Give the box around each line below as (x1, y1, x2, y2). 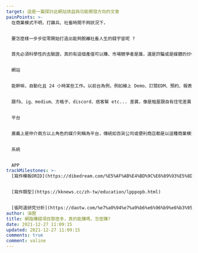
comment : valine (6, 238, 46, 244)
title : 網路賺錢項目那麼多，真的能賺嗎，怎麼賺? (6, 216, 111, 222)
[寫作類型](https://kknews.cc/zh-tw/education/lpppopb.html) (11, 189, 161, 195)
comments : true (6, 232, 44, 238)
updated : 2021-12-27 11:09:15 (6, 227, 81, 233)
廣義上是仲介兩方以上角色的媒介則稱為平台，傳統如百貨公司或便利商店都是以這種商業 (11, 131, 187, 137)
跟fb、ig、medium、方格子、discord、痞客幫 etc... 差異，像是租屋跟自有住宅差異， (11, 99, 196, 105)
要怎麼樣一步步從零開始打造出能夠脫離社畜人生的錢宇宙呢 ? (11, 35, 136, 41)
